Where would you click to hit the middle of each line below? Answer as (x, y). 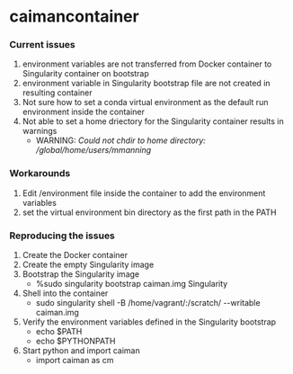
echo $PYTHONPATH (75, 341)
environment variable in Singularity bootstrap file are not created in (146, 84)
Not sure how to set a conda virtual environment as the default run (145, 102)
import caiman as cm (75, 361)
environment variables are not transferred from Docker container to (147, 64)
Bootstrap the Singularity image (81, 274)
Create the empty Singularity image (88, 265)
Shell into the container (65, 293)
